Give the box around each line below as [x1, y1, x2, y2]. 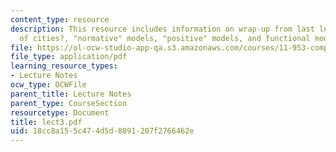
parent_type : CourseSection [10, 98, 128, 108]
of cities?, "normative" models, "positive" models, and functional [19, 33, 311, 43]
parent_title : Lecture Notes [10, 89, 132, 99]
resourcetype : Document [10, 107, 110, 118]
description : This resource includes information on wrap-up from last [10, 24, 315, 34]
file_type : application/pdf [10, 52, 128, 62]
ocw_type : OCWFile [10, 80, 87, 90]
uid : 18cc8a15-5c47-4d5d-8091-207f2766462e [10, 126, 195, 136]
